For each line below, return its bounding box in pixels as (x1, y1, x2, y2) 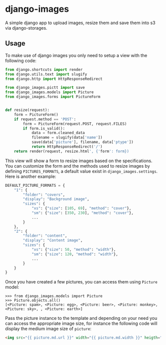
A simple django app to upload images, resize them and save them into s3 (5, 20, 156, 26)
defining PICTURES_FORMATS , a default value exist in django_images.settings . (5, 168, 158, 174)
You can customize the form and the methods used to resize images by (5, 163, 150, 169)
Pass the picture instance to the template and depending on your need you (5, 315, 157, 321)
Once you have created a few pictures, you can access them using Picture (5, 279, 158, 285)
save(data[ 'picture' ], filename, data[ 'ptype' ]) (31, 139, 134, 145)
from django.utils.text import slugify (5, 71, 87, 77)
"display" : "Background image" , (23, 197, 90, 202)
